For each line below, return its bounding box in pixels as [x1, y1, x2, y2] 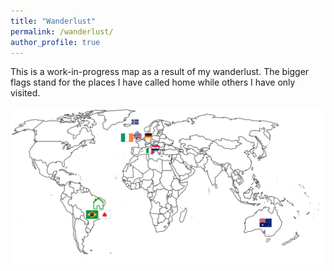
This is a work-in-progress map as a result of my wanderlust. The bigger [10, 66, 310, 78]
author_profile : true [10, 37, 101, 47]
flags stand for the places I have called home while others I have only [10, 76, 296, 89]
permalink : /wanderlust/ [10, 26, 114, 37]
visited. [10, 87, 41, 99]
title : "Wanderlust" [10, 16, 97, 26]
